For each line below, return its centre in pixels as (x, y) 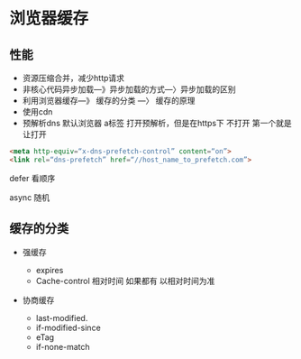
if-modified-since (68, 327)
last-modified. (62, 318)
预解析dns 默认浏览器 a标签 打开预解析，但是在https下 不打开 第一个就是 (157, 123)
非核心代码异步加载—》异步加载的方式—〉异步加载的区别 (129, 89)
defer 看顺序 (32, 178)
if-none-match (63, 346)
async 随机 (30, 197)
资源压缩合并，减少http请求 (73, 78)
